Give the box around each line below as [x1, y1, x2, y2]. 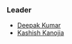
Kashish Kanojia [16, 28, 65, 37]
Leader [6, 5, 32, 15]
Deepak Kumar [16, 21, 61, 30]
